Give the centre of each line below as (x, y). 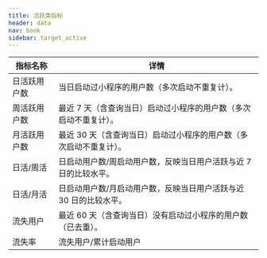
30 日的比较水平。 (93, 201)
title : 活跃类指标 (36, 15)
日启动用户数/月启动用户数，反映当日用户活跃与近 (151, 189)
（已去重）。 (80, 227)
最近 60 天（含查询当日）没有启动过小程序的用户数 (153, 215)
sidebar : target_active (48, 38)
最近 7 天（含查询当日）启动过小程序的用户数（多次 (155, 108)
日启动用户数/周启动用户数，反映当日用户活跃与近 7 (155, 162)
